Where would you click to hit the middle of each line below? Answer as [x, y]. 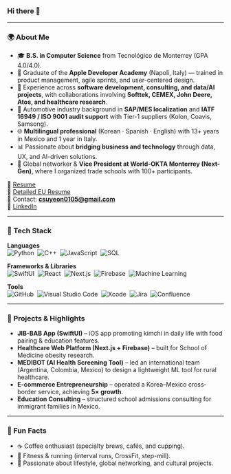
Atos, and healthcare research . [62, 102]
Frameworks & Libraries [42, 266]
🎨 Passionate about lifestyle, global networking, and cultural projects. [115, 463]
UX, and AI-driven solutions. [57, 156]
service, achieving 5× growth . [80, 392]
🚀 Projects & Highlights [46, 318]
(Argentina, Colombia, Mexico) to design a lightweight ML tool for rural [117, 370]
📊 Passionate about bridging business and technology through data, [116, 147]
